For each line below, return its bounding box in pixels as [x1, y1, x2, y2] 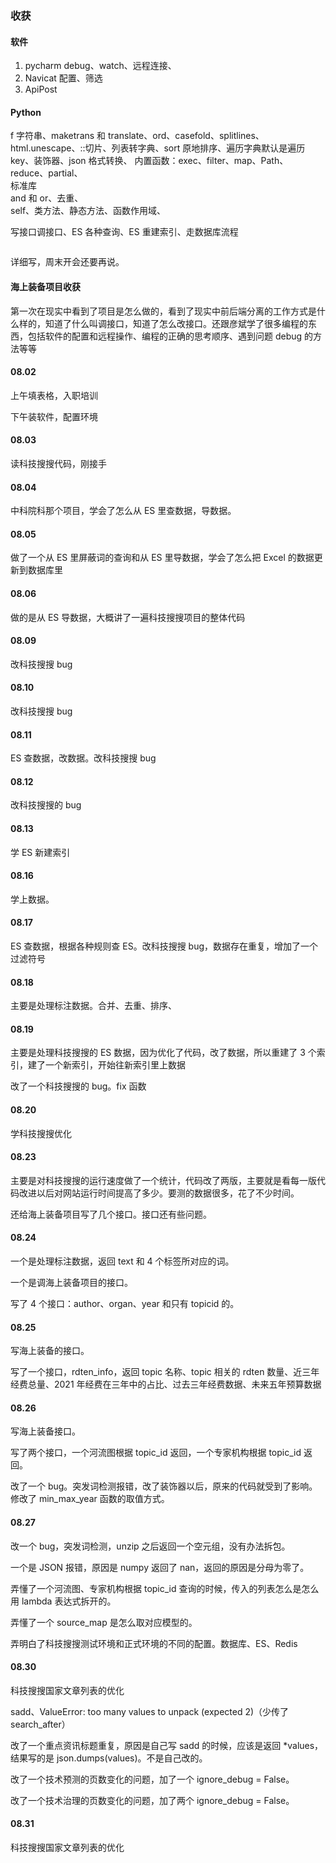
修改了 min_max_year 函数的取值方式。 [10, 1493, 170, 1505]
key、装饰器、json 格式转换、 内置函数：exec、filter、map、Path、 [10, 155, 289, 167]
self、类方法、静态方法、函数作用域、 [10, 205, 167, 217]
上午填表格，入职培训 [10, 389, 98, 401]
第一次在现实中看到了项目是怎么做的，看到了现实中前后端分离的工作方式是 [10, 305, 317, 317]
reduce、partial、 [10, 167, 83, 179]
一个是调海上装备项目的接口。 [10, 1276, 133, 1288]
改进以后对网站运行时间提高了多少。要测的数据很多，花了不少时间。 [18, 1187, 300, 1199]
